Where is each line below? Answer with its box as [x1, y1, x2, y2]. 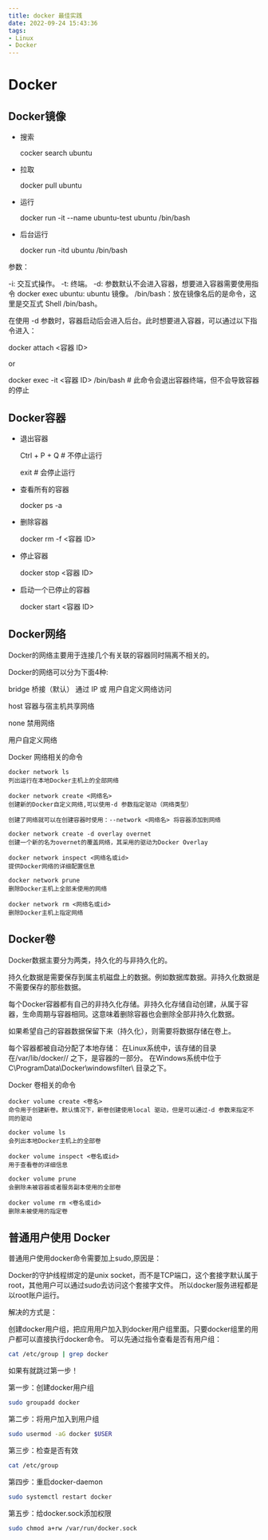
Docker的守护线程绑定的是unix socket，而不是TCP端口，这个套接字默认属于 [8, 1271, 258, 1280]
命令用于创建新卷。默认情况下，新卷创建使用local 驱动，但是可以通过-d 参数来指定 [8, 1105, 249, 1114]
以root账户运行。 [8, 1291, 64, 1300]
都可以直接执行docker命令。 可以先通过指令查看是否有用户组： [14, 1335, 222, 1344]
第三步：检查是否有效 [8, 1446, 78, 1455]
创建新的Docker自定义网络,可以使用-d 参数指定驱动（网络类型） [8, 800, 193, 808]
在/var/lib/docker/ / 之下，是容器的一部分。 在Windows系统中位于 [8, 1053, 222, 1062]
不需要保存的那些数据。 [8, 982, 85, 991]
